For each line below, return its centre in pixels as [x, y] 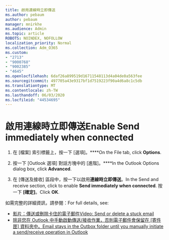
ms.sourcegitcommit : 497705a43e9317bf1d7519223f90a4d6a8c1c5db [74, 81]
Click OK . [50, 192]
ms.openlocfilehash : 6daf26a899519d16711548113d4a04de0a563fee [74, 76]
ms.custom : [17, 52]
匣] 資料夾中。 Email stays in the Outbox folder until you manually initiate [88, 226]
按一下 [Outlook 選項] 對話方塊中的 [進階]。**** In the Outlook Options [86, 163]
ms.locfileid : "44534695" [33, 100]
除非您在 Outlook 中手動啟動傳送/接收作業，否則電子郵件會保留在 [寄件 [87, 220]
